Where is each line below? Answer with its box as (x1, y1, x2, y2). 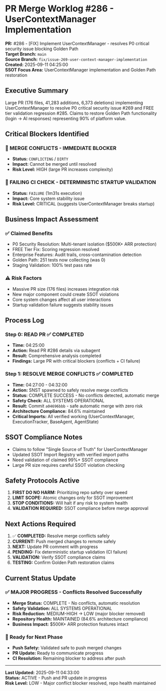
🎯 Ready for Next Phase (5, 633, 63, 640)
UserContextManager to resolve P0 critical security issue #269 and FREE (5, 105, 154, 111)
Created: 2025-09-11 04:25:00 (5, 62, 68, 67)
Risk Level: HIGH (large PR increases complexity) (12, 167, 113, 173)
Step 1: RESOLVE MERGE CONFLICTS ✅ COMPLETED (5, 371, 134, 377)
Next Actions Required (5, 519, 76, 528)
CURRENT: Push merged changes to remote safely (12, 539, 116, 545)
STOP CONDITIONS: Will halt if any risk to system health (12, 500, 128, 506)
